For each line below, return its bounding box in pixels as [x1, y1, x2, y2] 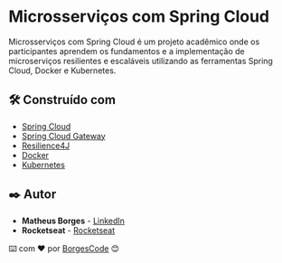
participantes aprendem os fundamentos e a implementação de [8, 45, 245, 56]
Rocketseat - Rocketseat [21, 224, 116, 236]
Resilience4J [21, 140, 70, 151]
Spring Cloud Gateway [21, 130, 106, 141]
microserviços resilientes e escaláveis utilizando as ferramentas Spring [8, 55, 273, 66]
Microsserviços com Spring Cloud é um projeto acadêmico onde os [8, 36, 260, 47]
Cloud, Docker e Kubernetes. [8, 65, 117, 76]
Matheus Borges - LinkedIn [21, 215, 126, 226]
